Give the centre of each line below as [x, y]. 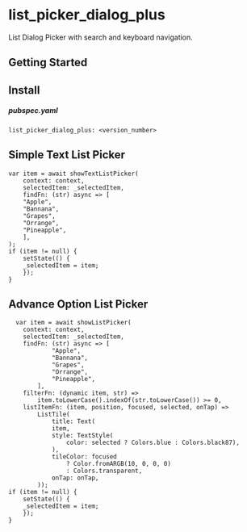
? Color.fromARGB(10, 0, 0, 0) [119, 464]
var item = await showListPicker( [73, 323]
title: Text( [73, 421]
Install [24, 90]
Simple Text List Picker [67, 155]
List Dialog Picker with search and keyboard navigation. [101, 37]
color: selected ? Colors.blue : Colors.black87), [153, 443]
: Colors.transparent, [104, 471]
